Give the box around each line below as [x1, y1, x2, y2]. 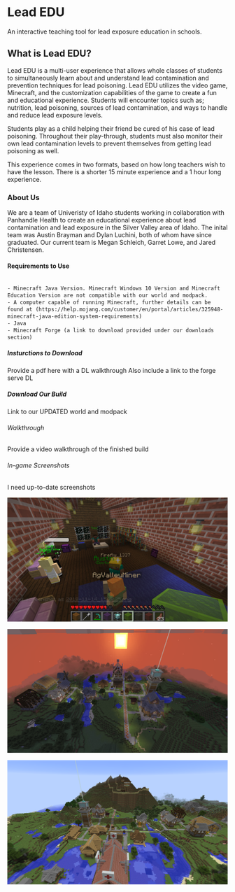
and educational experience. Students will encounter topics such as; [7, 96, 204, 104]
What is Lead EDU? [7, 48, 92, 59]
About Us [7, 192, 40, 202]
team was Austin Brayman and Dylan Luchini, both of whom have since [7, 231, 212, 239]
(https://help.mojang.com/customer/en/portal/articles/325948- [35, 306, 224, 313]
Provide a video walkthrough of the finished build [7, 445, 149, 453]
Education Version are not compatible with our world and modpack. [7, 292, 208, 299]
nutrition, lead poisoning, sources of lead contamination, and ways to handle [7, 103, 228, 112]
